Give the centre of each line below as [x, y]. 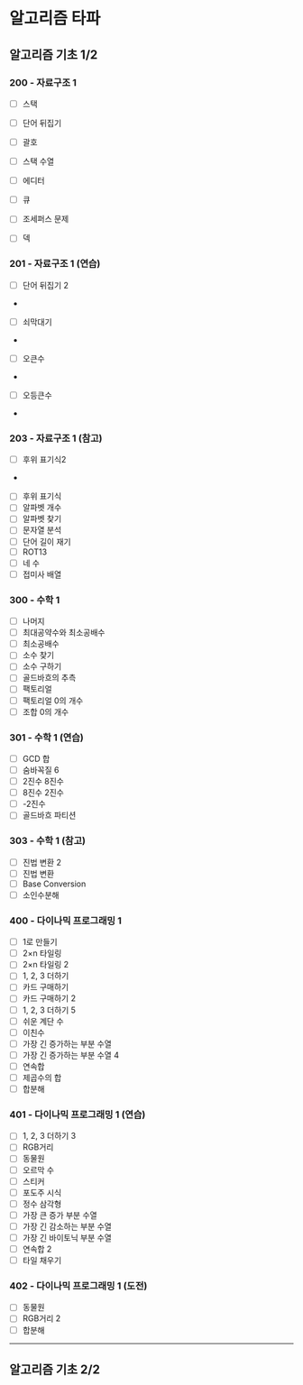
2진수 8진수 [43, 782]
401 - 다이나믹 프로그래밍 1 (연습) [78, 1114]
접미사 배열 [42, 574]
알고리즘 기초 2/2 [55, 1369]
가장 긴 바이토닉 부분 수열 [67, 1237]
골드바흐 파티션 [49, 815]
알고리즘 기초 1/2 [54, 55]
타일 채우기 [42, 1261]
